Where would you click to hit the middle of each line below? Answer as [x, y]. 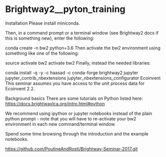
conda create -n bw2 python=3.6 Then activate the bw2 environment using [83, 48]
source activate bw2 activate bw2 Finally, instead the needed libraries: [78, 63]
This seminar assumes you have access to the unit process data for [75, 83]
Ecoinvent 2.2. [20, 88]
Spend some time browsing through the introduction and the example [77, 133]
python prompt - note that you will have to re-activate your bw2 [71, 118]
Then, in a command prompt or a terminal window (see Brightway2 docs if [82, 33]
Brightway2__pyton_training [65, 9]
